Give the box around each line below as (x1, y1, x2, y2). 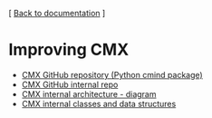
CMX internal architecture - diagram (21, 88, 157, 99)
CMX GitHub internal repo (21, 79, 119, 90)
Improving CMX (8, 40, 130, 60)
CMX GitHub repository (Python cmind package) (21, 69, 203, 80)
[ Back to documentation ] (8, 8, 106, 18)
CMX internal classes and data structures (21, 98, 177, 109)
